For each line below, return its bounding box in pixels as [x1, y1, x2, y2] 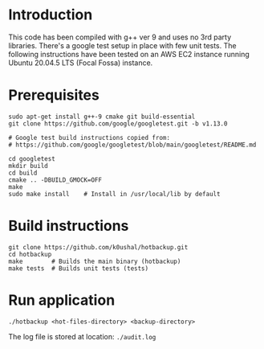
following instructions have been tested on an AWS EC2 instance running [8, 49, 250, 59]
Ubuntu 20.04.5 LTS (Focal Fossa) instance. [8, 58, 153, 68]
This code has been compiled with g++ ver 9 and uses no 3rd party [8, 32, 232, 42]
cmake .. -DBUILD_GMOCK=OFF [8, 175, 103, 184]
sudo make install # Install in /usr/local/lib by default [8, 190, 221, 198]
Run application [8, 291, 116, 309]
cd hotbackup [8, 250, 52, 258]
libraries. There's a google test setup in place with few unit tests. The [8, 40, 237, 50]
